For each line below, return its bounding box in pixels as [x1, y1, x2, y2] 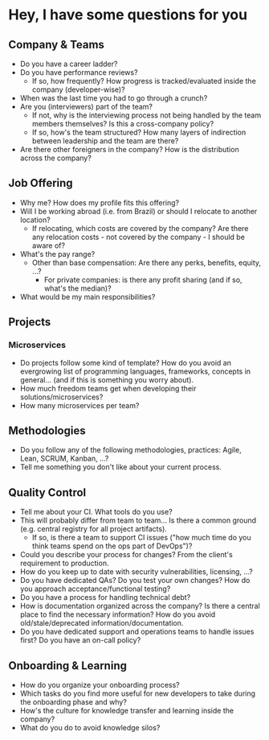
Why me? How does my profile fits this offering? [19, 197, 180, 207]
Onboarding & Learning [8, 659, 127, 672]
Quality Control [8, 486, 87, 499]
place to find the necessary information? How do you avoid [19, 610, 216, 619]
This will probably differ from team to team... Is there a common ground [19, 515, 257, 525]
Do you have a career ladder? [19, 59, 118, 68]
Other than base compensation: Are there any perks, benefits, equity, [31, 258, 262, 267]
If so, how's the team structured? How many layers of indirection [31, 127, 247, 137]
